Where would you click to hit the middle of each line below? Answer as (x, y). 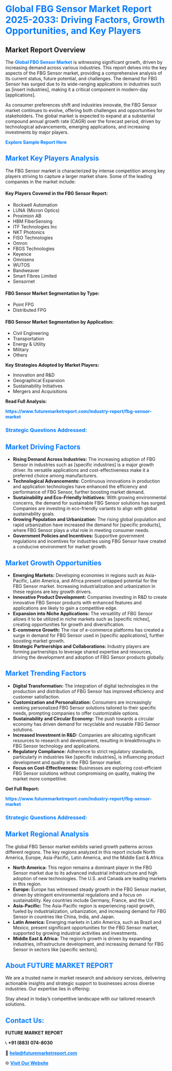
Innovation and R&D (34, 375)
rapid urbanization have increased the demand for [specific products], (87, 525)
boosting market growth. (39, 640)
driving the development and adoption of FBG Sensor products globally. (89, 657)
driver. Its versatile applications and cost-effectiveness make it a (81, 470)
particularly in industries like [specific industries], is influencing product (89, 757)
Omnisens (23, 260)
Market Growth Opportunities (53, 563)
